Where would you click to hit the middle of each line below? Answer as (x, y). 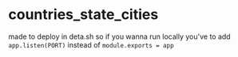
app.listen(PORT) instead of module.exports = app (91, 44)
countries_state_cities (83, 15)
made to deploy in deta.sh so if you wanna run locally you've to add (119, 36)
